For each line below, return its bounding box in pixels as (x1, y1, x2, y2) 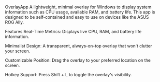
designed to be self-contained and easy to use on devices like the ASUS (5, 14, 149, 20)
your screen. (5, 48, 30, 54)
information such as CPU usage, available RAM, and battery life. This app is (5, 9, 156, 15)
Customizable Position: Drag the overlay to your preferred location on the (5, 58, 151, 63)
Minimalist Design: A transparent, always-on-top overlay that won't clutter (5, 43, 152, 48)
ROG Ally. (5, 19, 24, 25)
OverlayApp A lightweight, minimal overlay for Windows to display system (5, 4, 152, 10)
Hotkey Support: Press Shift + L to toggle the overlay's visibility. (5, 72, 132, 77)
